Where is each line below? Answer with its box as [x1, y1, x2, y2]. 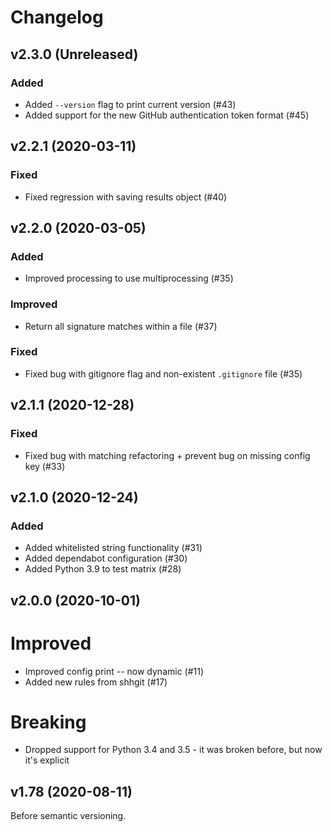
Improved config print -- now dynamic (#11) [24, 665, 205, 677]
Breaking [10, 711, 87, 733]
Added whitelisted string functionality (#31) [24, 542, 203, 554]
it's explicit [24, 754, 70, 766]
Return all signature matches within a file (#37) [24, 320, 218, 332]
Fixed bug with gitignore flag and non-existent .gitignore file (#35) [24, 367, 303, 380]
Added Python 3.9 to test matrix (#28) [24, 563, 182, 575]
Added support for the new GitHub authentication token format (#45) [24, 109, 310, 121]
